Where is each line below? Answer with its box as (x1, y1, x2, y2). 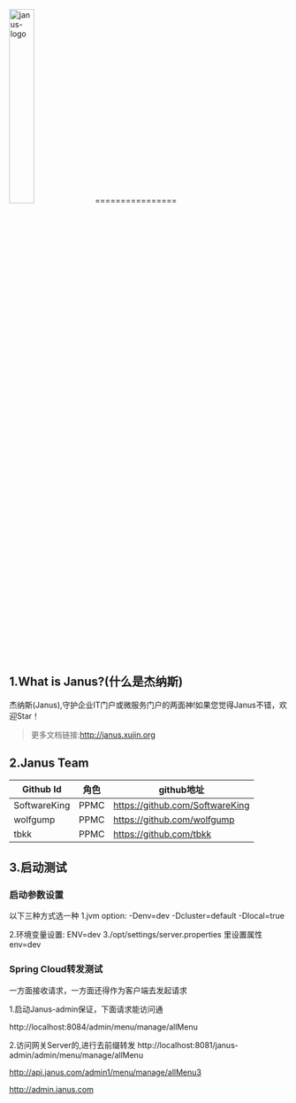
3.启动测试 (9, 860, 68, 875)
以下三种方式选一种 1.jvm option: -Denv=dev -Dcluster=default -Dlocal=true (9, 911, 285, 922)
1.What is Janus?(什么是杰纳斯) (9, 675, 184, 690)
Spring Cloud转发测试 (9, 963, 103, 976)
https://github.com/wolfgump (113, 814, 235, 826)
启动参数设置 (9, 889, 65, 901)
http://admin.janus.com (9, 1084, 95, 1094)
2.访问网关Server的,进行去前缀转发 (9, 1039, 136, 1050)
